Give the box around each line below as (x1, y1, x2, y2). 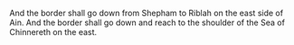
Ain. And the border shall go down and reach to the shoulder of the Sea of (9, 17, 285, 28)
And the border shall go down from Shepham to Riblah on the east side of (9, 8, 283, 18)
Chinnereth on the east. (9, 27, 98, 37)
